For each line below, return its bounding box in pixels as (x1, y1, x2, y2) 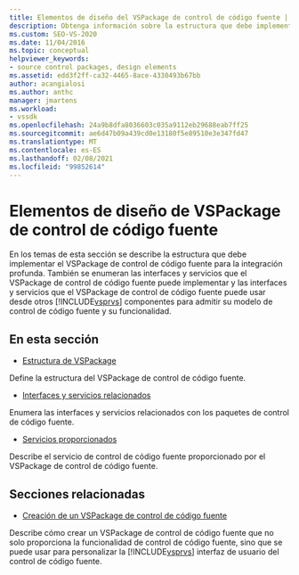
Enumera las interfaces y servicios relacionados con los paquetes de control (9, 407, 289, 418)
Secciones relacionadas (9, 487, 145, 502)
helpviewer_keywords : (9, 54, 90, 63)
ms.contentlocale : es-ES (9, 145, 101, 154)
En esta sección (9, 332, 100, 347)
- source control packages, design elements (9, 63, 177, 72)
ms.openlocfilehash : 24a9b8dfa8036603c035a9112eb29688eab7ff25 (9, 121, 249, 130)
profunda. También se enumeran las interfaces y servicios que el (9, 268, 247, 279)
